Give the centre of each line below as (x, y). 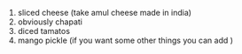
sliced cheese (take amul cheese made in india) (105, 13)
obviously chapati (50, 22)
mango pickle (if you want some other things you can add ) (125, 40)
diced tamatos (44, 31)
